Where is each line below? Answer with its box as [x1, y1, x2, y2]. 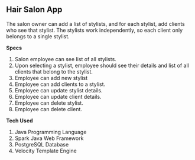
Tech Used [6, 117, 34, 124]
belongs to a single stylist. [6, 32, 70, 40]
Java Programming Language [14, 128, 87, 135]
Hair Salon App [6, 5, 63, 15]
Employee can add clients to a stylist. [14, 81, 106, 88]
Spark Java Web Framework [14, 135, 84, 142]
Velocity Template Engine [14, 147, 77, 154]
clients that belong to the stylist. [14, 68, 93, 75]
